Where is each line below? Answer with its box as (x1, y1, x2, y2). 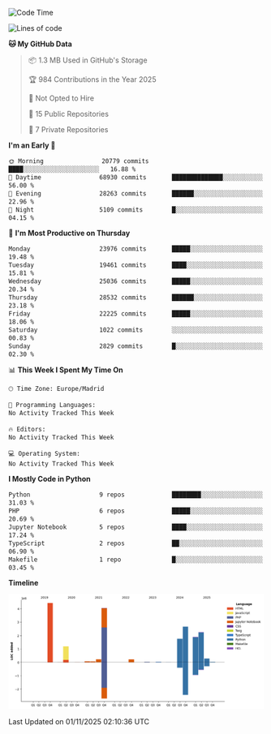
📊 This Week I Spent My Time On (8, 365, 123, 375)
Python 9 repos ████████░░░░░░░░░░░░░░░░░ (8, 491, 264, 499)
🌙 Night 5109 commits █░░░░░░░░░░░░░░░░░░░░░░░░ (8, 206, 264, 214)
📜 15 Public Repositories (28, 109, 110, 118)
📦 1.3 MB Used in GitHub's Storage (28, 55, 148, 65)
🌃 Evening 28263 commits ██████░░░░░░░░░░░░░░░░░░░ (8, 190, 264, 198)
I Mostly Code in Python (8, 474, 91, 483)
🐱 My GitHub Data (8, 39, 73, 49)
